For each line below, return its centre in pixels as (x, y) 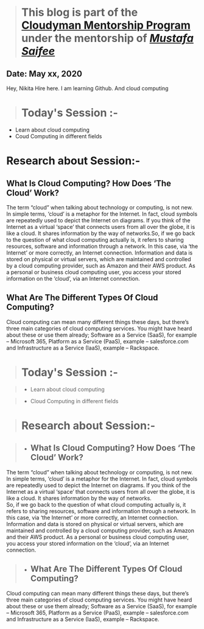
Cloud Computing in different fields (74, 401)
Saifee (38, 51)
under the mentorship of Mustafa (107, 38)
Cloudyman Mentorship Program (106, 25)
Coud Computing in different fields (58, 136)
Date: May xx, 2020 (44, 73)
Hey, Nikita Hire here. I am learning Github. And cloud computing (87, 88)
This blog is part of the (79, 12)
